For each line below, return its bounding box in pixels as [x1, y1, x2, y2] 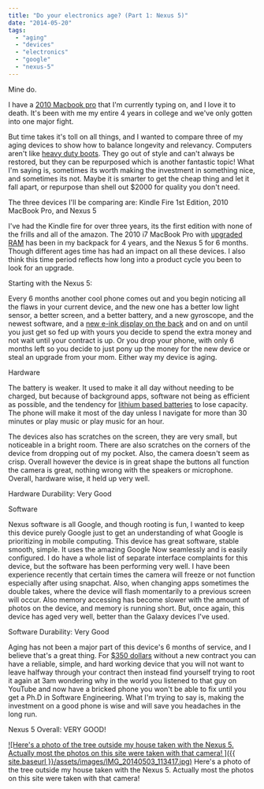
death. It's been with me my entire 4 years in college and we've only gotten [8, 108, 253, 118]
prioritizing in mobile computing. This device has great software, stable [8, 536, 239, 545]
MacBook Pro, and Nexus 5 [8, 206, 97, 215]
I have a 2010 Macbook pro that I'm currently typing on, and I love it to [8, 99, 236, 109]
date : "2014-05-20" [8, 19, 73, 27]
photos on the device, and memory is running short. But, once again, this [8, 603, 245, 612]
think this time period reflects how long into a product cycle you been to [8, 254, 242, 264]
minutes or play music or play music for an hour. [8, 416, 165, 426]
